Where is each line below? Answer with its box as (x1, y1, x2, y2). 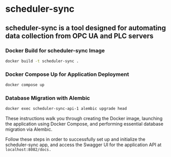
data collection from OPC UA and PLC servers (5, 31, 154, 40)
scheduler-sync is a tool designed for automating (5, 24, 166, 32)
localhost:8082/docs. (5, 147, 52, 152)
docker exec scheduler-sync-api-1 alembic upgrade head (5, 106, 127, 111)
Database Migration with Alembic (5, 94, 91, 102)
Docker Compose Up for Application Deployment (5, 70, 130, 77)
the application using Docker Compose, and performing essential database (5, 121, 164, 127)
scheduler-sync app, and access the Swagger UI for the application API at (5, 142, 162, 148)
